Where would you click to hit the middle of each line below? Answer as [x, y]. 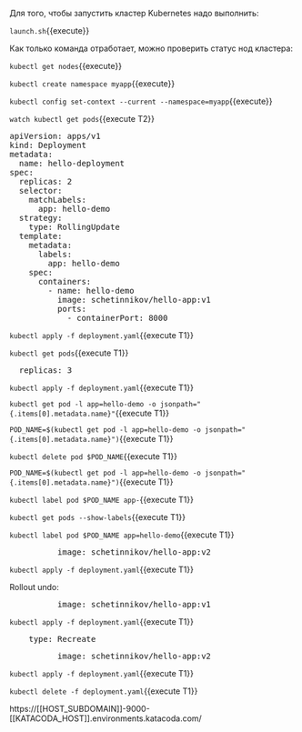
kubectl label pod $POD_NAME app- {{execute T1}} [101, 500]
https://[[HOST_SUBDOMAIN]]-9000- [80, 709]
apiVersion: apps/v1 [55, 136]
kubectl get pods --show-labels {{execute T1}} [98, 517]
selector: [40, 191]
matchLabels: [57, 200]
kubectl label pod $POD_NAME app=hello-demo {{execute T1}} [122, 535]
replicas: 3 [45, 371]
